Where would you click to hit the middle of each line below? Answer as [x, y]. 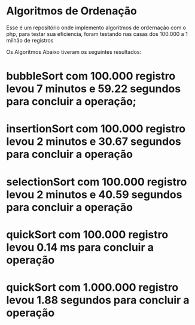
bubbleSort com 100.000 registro [91, 76]
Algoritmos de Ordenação [72, 11]
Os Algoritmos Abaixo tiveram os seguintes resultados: [74, 51]
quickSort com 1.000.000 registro [92, 287]
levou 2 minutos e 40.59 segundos [94, 194]
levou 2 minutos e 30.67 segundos [94, 142]
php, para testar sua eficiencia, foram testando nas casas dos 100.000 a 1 [97, 34]
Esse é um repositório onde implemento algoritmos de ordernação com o [96, 28]
